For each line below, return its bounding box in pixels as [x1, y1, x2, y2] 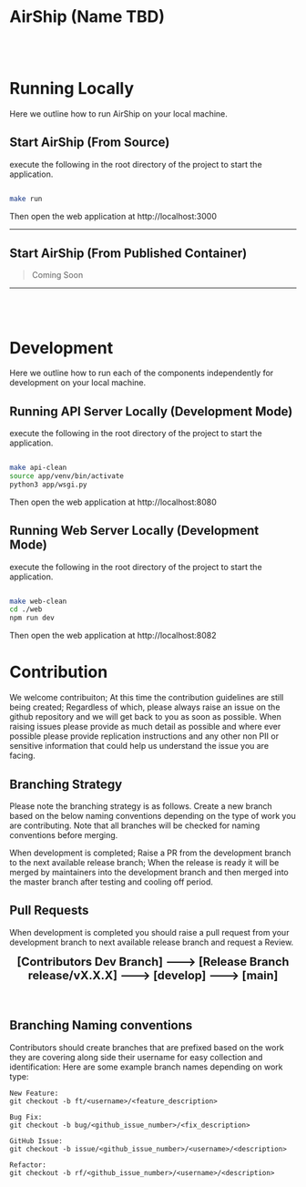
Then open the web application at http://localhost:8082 [9, 630, 217, 641]
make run [9, 194, 43, 203]
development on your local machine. [9, 377, 147, 388]
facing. [9, 750, 36, 762]
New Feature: [9, 1089, 59, 1098]
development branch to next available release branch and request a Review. [9, 936, 294, 947]
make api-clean [9, 463, 67, 473]
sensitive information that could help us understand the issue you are [9, 741, 270, 752]
